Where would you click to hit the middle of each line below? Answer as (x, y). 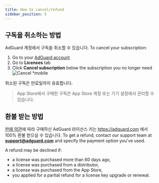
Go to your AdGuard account (41, 58)
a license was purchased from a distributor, (55, 165)
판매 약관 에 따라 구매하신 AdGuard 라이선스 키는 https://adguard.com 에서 (77, 129)
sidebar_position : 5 (26, 14)
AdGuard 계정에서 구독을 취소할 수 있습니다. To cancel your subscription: (76, 48)
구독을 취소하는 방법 (33, 35)
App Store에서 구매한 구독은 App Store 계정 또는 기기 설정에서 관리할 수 (86, 94)
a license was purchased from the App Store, (57, 170)
